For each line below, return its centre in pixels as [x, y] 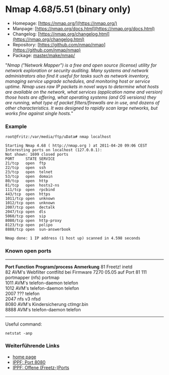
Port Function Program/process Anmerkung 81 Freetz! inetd [69, 267]
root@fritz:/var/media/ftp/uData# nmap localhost [58, 137]
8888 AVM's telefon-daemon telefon [43, 309]
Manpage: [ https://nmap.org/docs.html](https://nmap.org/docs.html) [83, 28]
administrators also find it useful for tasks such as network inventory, [77, 76]
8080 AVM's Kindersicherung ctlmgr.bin [47, 304]
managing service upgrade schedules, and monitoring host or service [78, 81]
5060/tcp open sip [26, 216]
